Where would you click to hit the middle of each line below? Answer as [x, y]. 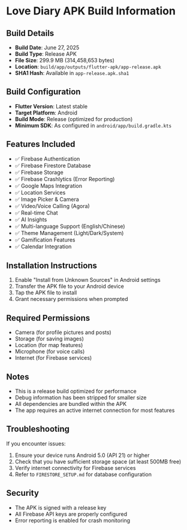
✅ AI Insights [31, 219]
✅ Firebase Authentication [47, 159]
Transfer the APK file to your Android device [69, 287]
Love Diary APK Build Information [91, 11]
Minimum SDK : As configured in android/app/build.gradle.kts [93, 125]
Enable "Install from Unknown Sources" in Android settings [88, 280]
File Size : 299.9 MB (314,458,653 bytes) [65, 60]
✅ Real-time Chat [36, 213]
